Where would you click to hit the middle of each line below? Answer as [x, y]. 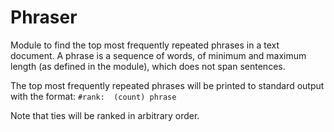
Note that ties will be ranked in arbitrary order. [105, 115]
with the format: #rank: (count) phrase [93, 96]
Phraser [44, 17]
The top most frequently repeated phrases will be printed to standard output [167, 85]
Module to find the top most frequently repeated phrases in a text [145, 45]
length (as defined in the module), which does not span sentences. [148, 66]
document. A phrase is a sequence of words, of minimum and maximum [158, 55]
